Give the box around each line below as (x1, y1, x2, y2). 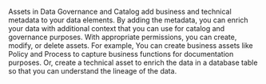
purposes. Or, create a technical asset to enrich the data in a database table (8, 58, 258, 67)
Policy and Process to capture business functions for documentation (8, 50, 234, 58)
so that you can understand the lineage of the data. (8, 66, 177, 75)
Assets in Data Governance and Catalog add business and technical (8, 7, 232, 16)
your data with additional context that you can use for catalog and (8, 24, 225, 33)
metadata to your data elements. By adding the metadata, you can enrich (8, 15, 249, 25)
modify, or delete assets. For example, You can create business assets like (8, 41, 253, 50)
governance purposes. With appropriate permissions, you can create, (8, 32, 237, 42)
